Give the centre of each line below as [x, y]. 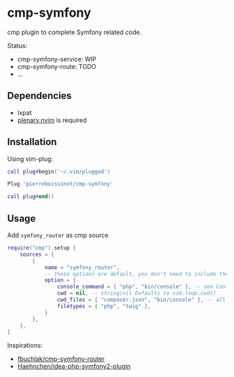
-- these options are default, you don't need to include [130, 274]
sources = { [37, 254]
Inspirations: [25, 346]
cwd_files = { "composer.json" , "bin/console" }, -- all [141, 300]
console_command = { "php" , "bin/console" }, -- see [135, 287]
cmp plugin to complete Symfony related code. [75, 32]
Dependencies [39, 96]
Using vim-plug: [30, 159]
